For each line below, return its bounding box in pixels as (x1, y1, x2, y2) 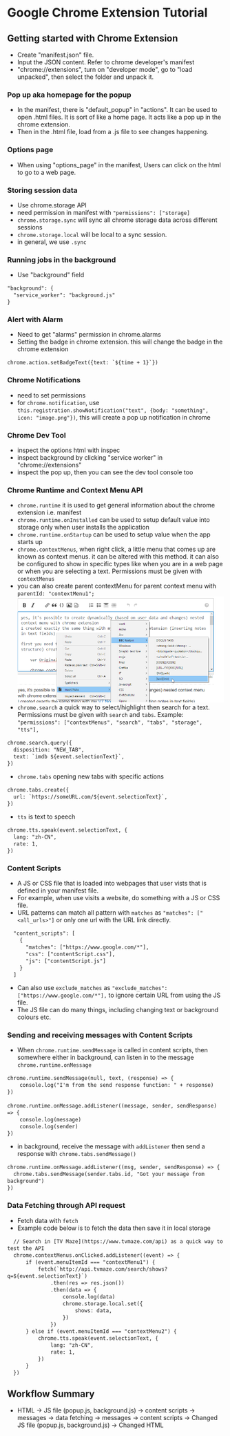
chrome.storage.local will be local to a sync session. (17, 230, 167, 239)
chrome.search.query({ (7, 739, 72, 746)
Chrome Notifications (7, 375, 81, 385)
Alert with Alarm (7, 315, 63, 324)
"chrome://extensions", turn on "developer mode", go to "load (17, 66, 193, 73)
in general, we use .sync (17, 237, 87, 246)
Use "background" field (17, 271, 85, 279)
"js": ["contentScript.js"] (25, 958, 107, 965)
